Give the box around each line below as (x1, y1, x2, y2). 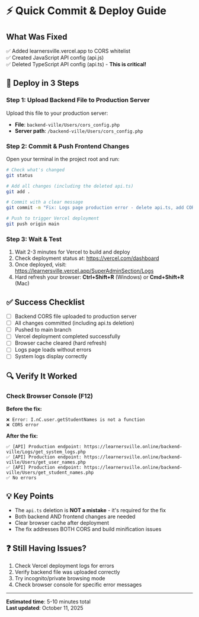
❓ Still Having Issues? (6, 544, 87, 554)
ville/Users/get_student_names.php (6, 470, 94, 476)
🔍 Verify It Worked (6, 371, 78, 381)
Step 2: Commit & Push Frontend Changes (6, 142, 130, 150)
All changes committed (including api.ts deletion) (14, 320, 134, 327)
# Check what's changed (6, 166, 65, 173)
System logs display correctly (14, 353, 88, 360)
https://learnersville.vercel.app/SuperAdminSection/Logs (14, 267, 154, 275)
